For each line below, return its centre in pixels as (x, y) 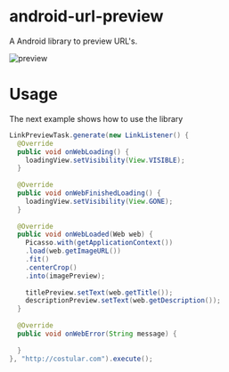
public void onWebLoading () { (73, 152)
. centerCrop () (51, 267)
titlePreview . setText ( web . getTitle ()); (99, 292)
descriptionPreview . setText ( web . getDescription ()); (123, 301)
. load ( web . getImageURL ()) (74, 251)
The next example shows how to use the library (96, 118)
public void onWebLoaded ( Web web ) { (85, 235)
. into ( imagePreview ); (65, 276)
